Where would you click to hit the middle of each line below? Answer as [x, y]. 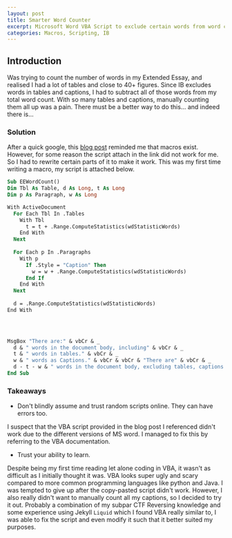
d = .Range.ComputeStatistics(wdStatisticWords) [85, 304]
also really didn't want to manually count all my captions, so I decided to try [115, 498]
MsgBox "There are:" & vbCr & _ [54, 341]
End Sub [18, 373]
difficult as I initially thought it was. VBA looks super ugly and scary [103, 476]
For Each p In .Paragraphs [52, 252]
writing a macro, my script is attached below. [71, 169]
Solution [22, 132]
